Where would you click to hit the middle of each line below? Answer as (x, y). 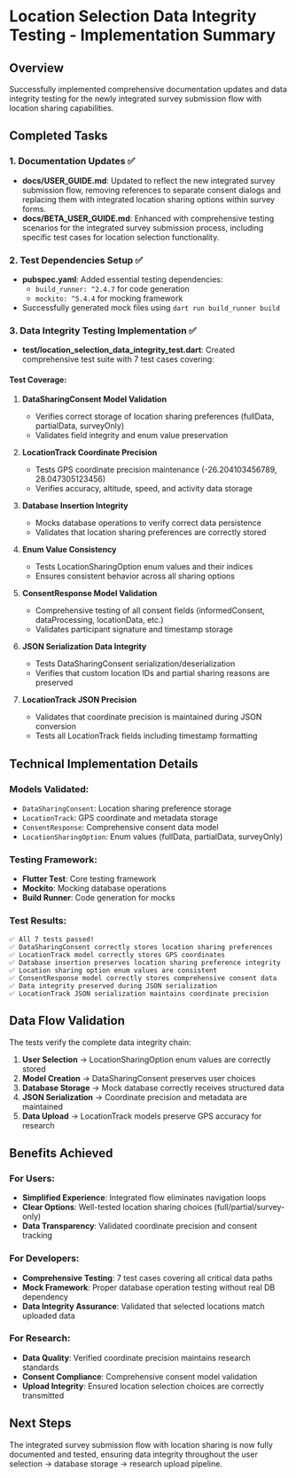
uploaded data (48, 1316)
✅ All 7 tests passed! (52, 939)
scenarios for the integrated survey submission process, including (143, 227)
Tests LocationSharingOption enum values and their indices (144, 567)
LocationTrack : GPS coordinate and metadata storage (120, 818)
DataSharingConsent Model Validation (94, 399)
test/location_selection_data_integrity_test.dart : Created (129, 350)
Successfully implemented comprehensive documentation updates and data (148, 89)
